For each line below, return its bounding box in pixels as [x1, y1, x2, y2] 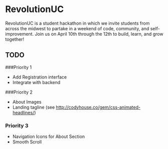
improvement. [5, 31, 34, 37]
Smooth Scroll [12, 139, 42, 145]
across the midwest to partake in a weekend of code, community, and [5, 25, 149, 31]
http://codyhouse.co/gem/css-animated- [56, 104, 141, 110]
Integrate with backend [12, 79, 61, 85]
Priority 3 [5, 122, 29, 129]
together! [5, 36, 24, 42]
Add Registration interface [12, 74, 67, 80]
